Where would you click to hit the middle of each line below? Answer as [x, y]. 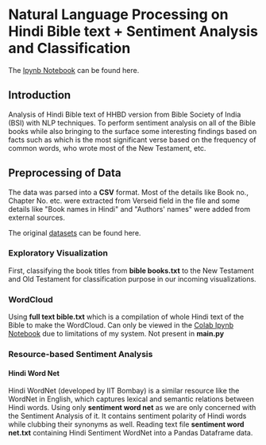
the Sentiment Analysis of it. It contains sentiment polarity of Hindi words [127, 416]
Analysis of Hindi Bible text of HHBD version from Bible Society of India [125, 114]
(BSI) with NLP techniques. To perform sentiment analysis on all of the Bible [132, 123]
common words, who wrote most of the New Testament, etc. [107, 148]
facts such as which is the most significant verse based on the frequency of [132, 140]
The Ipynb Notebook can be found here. [74, 70]
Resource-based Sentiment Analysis [81, 355]
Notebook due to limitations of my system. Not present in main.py [116, 334]
